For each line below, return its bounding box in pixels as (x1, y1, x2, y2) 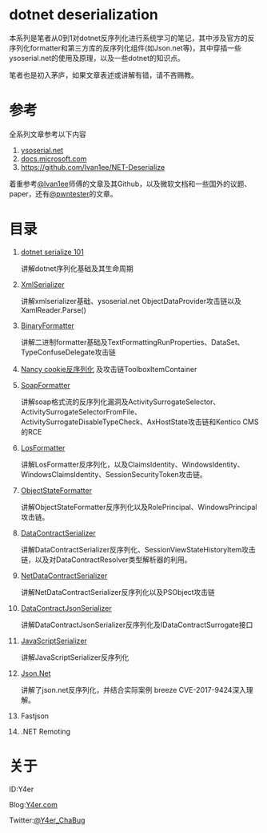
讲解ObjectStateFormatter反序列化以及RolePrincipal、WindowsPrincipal (20, 502, 257, 512)
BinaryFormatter (20, 321, 75, 330)
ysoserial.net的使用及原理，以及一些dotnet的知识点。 (9, 53, 185, 63)
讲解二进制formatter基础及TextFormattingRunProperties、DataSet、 (20, 337, 245, 346)
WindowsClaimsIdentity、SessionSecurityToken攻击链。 (20, 469, 207, 479)
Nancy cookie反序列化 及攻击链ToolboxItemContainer (20, 364, 197, 374)
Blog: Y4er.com (9, 799, 58, 809)
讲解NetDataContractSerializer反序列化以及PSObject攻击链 (20, 587, 215, 596)
